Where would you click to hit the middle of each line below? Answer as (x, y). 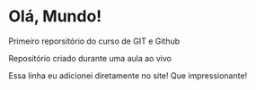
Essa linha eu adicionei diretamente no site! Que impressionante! (128, 75)
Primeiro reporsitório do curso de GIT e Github (94, 41)
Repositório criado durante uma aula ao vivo (90, 58)
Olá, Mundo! (55, 16)
